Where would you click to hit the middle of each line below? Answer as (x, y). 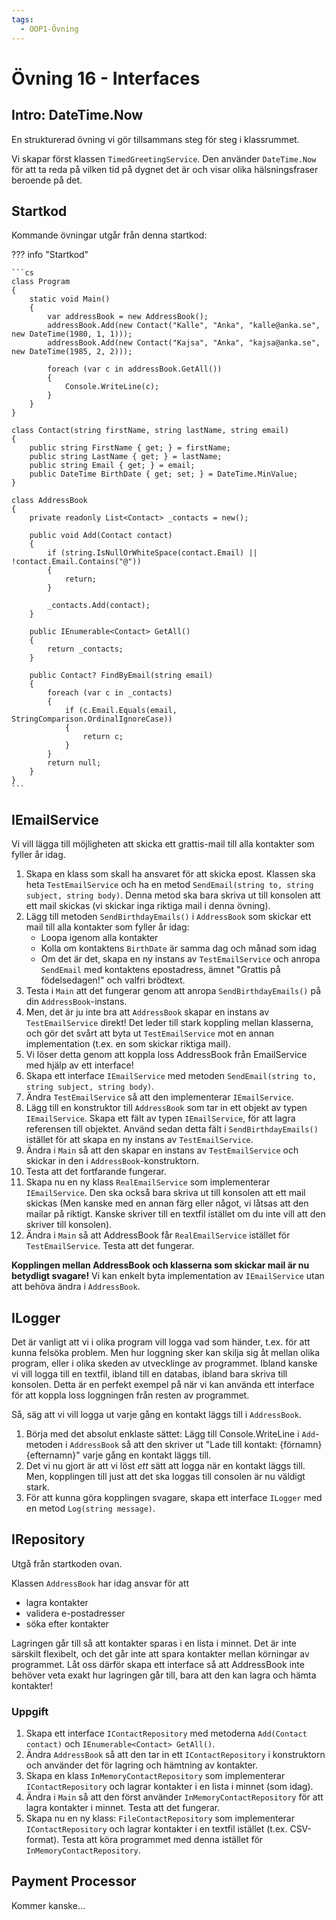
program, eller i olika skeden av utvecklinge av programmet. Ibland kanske (164, 1363)
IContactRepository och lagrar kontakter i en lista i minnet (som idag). (169, 1787)
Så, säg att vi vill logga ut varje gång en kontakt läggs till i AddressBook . (156, 1414)
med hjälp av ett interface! (79, 1065)
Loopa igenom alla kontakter (99, 938)
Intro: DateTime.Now (77, 115)
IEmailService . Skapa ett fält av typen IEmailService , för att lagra (160, 1118)
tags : (22, 19)
